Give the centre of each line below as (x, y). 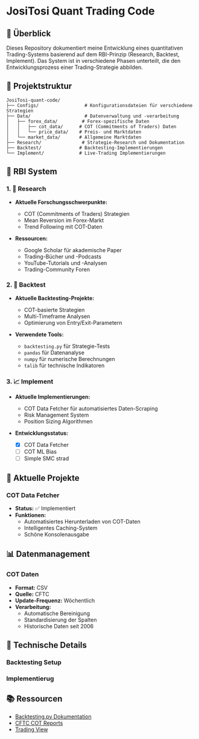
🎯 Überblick (29, 34)
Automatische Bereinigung (57, 613)
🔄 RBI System (32, 171)
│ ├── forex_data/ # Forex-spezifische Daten (78, 121)
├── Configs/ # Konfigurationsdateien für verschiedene (99, 105)
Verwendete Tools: (39, 334)
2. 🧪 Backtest (26, 285)
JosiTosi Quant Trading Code (81, 11)
